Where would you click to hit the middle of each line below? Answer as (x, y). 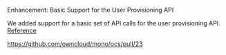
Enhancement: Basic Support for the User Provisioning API (91, 10)
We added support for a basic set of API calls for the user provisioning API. (114, 23)
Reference (22, 31)
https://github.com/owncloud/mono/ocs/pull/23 (75, 44)
